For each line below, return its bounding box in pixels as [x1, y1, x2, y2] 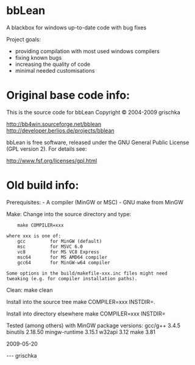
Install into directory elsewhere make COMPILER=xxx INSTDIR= [6, 309, 166, 317]
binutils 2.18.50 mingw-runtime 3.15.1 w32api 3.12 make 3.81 [6, 328, 156, 336]
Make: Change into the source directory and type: [6, 210, 132, 217]
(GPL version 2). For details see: [6, 145, 87, 153]
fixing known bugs [15, 54, 62, 61]
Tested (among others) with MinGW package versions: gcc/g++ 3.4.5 [6, 322, 181, 329]
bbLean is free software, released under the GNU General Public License [6, 139, 190, 146]
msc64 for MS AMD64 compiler [17, 254, 108, 260]
